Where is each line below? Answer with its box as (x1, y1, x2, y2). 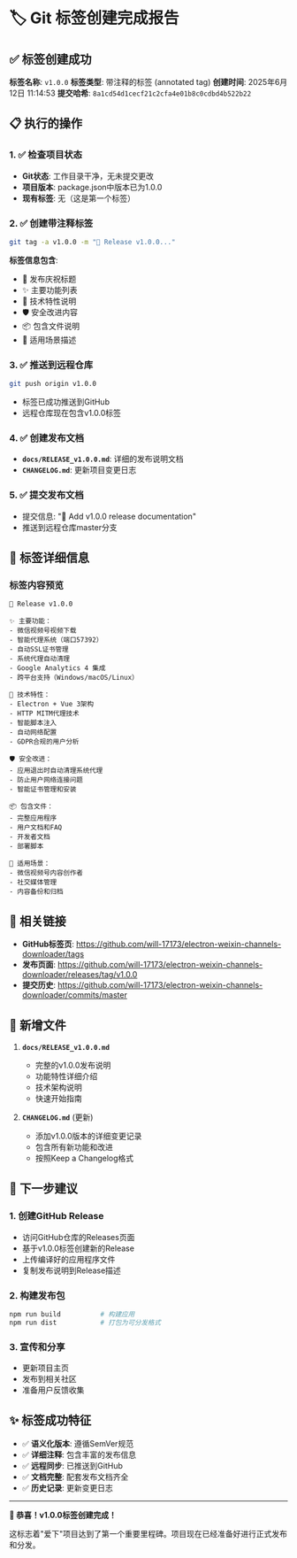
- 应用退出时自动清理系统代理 (9, 767, 103, 775)
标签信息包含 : (9, 254, 59, 266)
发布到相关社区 (21, 1373, 77, 1384)
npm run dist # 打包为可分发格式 (9, 1318, 162, 1327)
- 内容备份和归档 (9, 887, 64, 897)
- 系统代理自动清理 (9, 654, 71, 664)
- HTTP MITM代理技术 (9, 709, 80, 718)
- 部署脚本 (9, 842, 44, 851)
